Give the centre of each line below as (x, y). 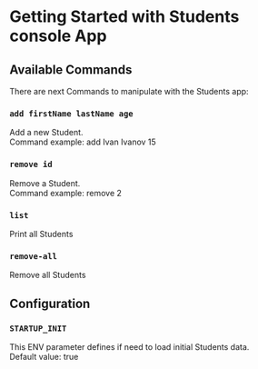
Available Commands (71, 70)
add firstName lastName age (71, 114)
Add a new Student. (46, 133)
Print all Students (41, 234)
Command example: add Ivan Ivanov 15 (83, 142)
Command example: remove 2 (66, 193)
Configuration (50, 303)
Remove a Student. (45, 183)
